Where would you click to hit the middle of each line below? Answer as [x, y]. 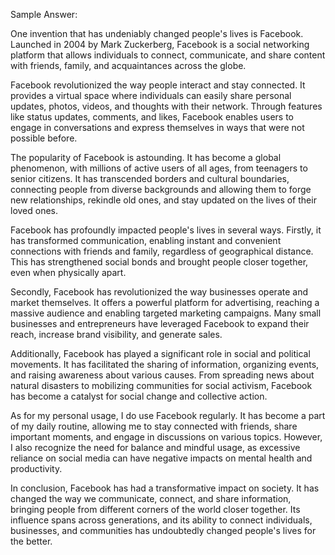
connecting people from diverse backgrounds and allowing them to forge [161, 189]
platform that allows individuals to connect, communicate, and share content [168, 55]
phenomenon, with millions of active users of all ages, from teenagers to [159, 168]
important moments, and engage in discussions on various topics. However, [166, 437]
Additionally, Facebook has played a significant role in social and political [160, 353]
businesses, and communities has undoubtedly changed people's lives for [163, 530]
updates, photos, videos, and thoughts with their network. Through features [166, 106]
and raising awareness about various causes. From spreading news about [162, 375]
